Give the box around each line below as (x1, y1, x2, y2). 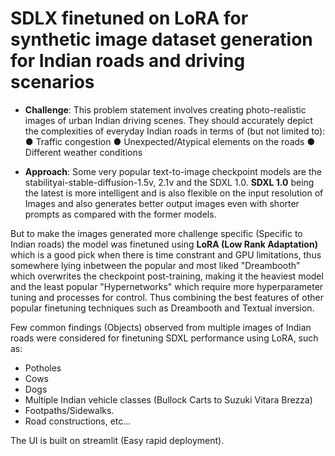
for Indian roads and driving (10, 50, 246, 72)
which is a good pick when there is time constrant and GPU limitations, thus (10, 248, 322, 261)
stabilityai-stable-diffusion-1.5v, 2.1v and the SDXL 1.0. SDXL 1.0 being (24, 176, 315, 188)
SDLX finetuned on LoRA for (10, 7, 249, 30)
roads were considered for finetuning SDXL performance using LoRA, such (10, 332, 319, 344)
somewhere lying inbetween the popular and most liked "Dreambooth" (10, 259, 301, 271)
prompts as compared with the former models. (24, 208, 217, 220)
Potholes (24, 362, 62, 374)
